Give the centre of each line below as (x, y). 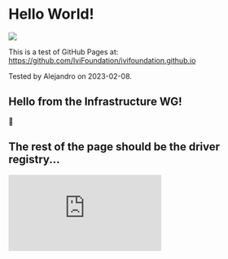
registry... (34, 160)
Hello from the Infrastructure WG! (95, 102)
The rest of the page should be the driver (114, 147)
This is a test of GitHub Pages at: (64, 52)
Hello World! (51, 14)
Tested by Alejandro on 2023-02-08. (70, 76)
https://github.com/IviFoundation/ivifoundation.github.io (102, 60)
